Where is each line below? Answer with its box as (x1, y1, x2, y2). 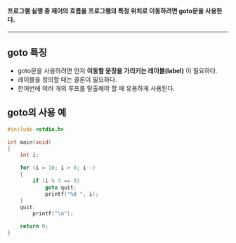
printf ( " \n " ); (32, 210, 74, 218)
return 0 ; (20, 223, 49, 230)
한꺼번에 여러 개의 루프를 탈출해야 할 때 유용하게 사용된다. (17, 85, 176, 93)
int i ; (20, 151, 39, 158)
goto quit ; (44, 184, 77, 191)
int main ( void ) (7, 138, 52, 146)
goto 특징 (7, 46, 48, 58)
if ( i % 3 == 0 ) (32, 177, 80, 185)
